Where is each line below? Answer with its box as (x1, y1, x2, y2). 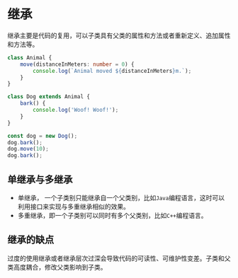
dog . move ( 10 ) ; (7, 146, 50, 153)
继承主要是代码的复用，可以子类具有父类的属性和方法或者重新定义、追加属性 (7, 31, 231, 40)
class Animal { (7, 54, 52, 61)
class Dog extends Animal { (7, 93, 91, 100)
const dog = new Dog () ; (7, 132, 78, 139)
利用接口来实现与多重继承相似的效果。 (17, 202, 130, 211)
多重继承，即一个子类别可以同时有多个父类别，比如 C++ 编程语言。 (17, 212, 208, 219)
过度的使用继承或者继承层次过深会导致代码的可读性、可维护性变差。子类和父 (7, 254, 231, 262)
